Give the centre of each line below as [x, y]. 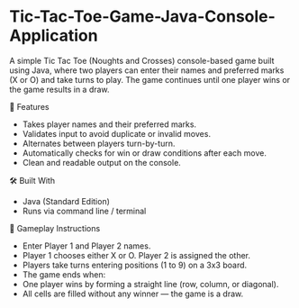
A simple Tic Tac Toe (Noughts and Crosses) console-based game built [142, 60]
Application [54, 36]
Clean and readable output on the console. [102, 162]
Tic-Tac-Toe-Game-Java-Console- [143, 17]
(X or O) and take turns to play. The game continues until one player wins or [150, 79]
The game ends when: [64, 274]
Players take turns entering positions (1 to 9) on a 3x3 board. [135, 265]
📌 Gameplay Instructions [55, 228]
